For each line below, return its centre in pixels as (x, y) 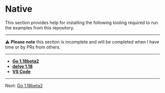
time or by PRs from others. (33, 47)
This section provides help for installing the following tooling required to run (82, 23)
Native (19, 9)
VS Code (21, 71)
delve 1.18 (22, 66)
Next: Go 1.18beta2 (24, 85)
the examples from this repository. (40, 27)
